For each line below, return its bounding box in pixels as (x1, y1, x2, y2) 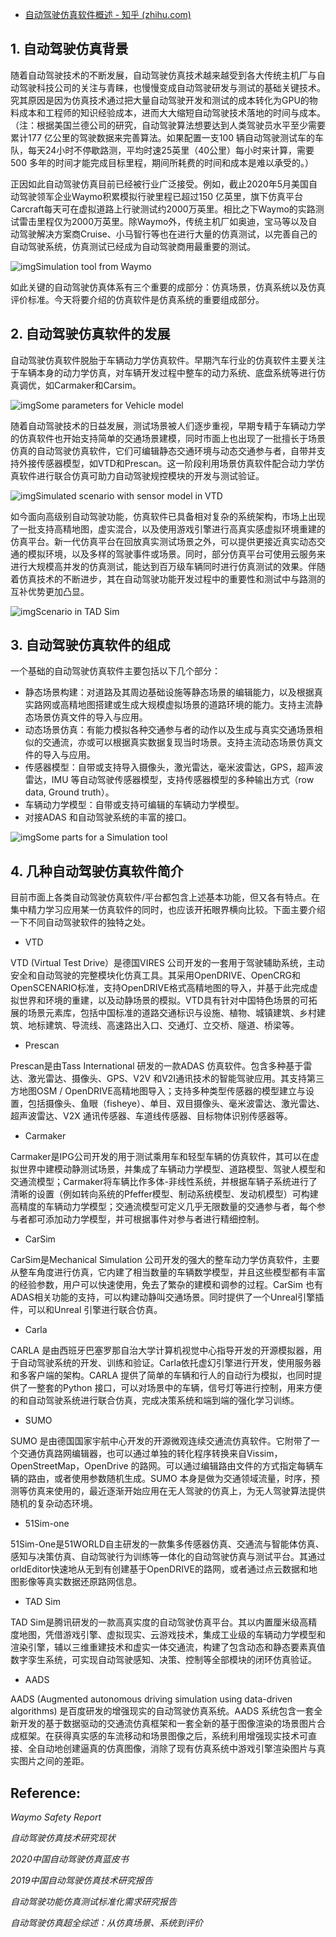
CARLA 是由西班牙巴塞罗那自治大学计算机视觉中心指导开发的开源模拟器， (10, 1344, 314, 1357)
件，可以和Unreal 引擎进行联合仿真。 (10, 1304, 163, 1316)
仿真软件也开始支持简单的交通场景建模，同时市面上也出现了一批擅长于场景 (18, 432, 326, 444)
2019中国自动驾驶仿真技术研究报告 (10, 1874, 153, 1887)
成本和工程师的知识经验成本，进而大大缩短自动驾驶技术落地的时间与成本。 (18, 106, 326, 118)
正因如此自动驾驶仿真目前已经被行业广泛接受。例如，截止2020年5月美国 (10, 178, 310, 190)
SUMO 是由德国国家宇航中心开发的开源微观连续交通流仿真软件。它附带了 (10, 1435, 312, 1447)
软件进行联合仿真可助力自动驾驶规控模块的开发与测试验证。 (18, 469, 265, 482)
